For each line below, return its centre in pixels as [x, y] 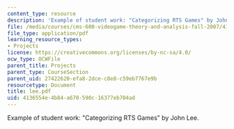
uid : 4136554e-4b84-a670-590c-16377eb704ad [71, 98]
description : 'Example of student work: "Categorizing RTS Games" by [110, 20]
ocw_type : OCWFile [34, 59]
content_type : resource [42, 14]
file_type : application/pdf [48, 33]
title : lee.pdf [29, 91]
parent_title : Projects [42, 66]
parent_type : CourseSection [48, 72]
